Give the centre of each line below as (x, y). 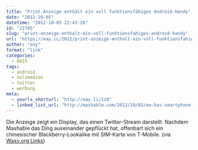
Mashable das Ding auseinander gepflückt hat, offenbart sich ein (85, 128)
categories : (21, 56)
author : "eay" (24, 45)
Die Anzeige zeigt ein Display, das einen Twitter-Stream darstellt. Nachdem (97, 122)
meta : (13, 94)
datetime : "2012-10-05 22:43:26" (47, 22)
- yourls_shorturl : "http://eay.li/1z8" (62, 99)
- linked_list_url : (35, 105)
